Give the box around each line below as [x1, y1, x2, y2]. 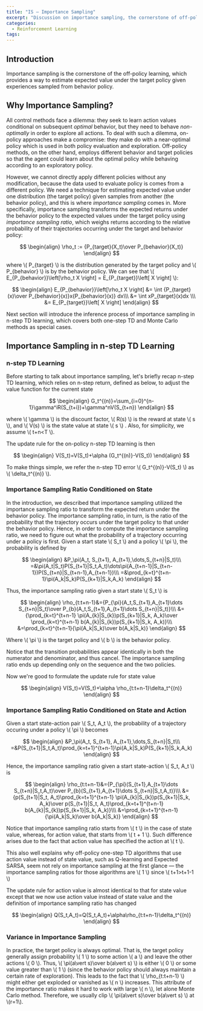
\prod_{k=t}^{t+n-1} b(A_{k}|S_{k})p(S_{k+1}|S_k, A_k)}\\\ [30, 618, 173, 625]
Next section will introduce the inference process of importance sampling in [6, 310, 195, 318]
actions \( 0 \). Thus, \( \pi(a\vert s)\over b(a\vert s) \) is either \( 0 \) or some [6, 959, 196, 967]
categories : [6, 20, 36, 26]
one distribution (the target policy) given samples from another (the [6, 192, 174, 200]
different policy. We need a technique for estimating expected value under [6, 186, 191, 193]
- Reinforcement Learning [11, 25, 77, 32]
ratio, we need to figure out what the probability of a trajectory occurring [6, 531, 187, 538]
